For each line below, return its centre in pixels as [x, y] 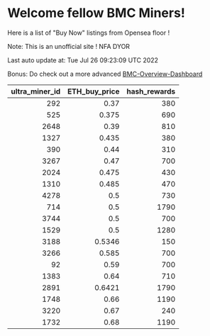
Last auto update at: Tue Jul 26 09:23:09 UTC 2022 [83, 60]
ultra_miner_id [36, 91]
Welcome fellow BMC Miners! [96, 13]
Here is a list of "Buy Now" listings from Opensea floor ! [89, 33]
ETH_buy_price [93, 91]
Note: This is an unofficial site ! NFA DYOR [68, 46]
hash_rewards [151, 91]
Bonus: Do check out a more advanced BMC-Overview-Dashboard [105, 74]
